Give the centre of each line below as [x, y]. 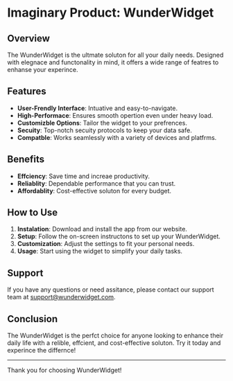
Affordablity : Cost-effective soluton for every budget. [94, 190]
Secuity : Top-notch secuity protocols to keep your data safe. [104, 130]
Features [27, 91]
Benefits [26, 160]
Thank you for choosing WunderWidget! [64, 370]
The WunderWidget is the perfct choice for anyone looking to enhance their [115, 336]
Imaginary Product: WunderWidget [111, 13]
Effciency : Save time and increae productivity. [84, 176]
